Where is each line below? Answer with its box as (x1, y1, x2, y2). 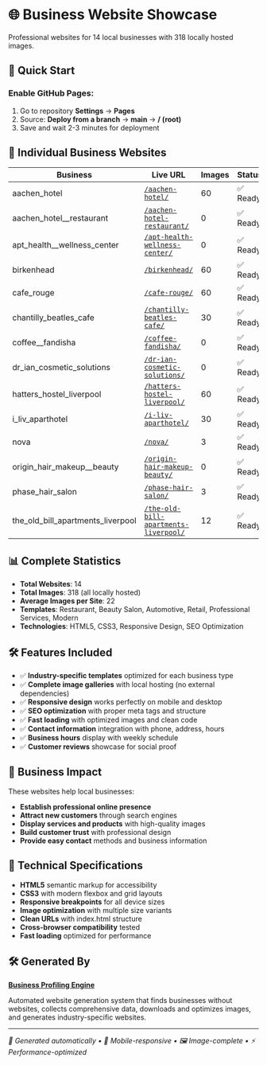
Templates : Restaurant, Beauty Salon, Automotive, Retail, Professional (19, 605, 250, 614)
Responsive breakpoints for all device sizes (19, 897, 165, 907)
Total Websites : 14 (19, 579, 82, 589)
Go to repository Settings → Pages (19, 106, 135, 115)
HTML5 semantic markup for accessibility (19, 880, 157, 889)
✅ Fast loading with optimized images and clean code (19, 715, 198, 725)
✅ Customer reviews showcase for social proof (19, 742, 177, 751)
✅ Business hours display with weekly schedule (19, 733, 179, 743)
